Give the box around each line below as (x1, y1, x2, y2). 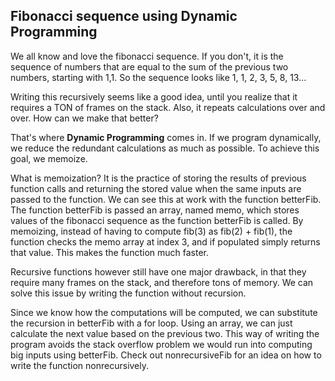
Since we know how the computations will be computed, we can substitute (10, 306, 318, 318)
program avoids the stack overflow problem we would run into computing (10, 338, 313, 350)
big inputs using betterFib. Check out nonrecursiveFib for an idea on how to (10, 349, 322, 361)
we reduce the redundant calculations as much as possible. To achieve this (10, 142, 320, 154)
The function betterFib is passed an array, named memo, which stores (10, 204, 300, 216)
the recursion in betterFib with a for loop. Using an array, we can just (10, 317, 293, 329)
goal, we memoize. (10, 152, 88, 164)
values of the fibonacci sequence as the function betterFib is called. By (10, 214, 304, 226)
